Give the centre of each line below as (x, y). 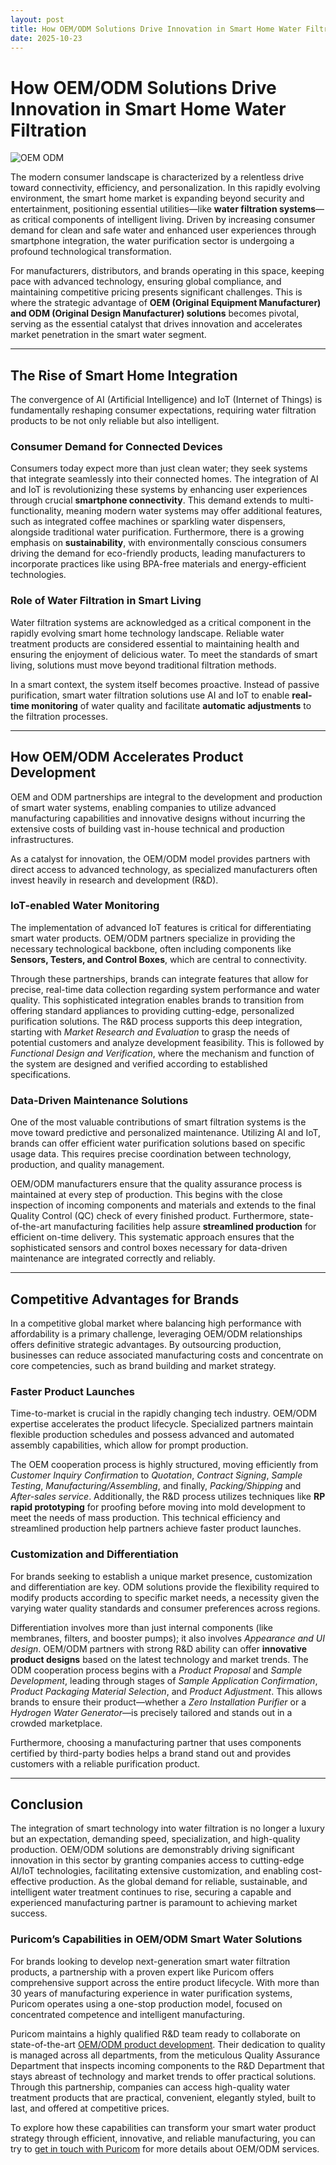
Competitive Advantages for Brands (125, 1299)
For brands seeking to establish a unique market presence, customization (161, 1576)
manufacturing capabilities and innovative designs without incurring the (158, 818)
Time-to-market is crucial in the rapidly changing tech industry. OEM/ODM (164, 1413)
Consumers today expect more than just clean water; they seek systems (159, 468)
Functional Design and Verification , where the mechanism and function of (162, 1053)
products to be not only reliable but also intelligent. (115, 421)
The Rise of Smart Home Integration (124, 375)
